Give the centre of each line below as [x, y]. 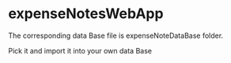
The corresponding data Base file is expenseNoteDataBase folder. [116, 35]
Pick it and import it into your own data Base [80, 50]
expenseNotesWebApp [86, 14]
